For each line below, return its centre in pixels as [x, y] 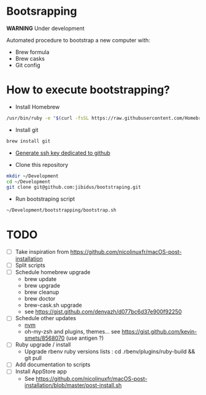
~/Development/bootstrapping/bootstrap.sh [61, 210]
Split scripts [30, 266]
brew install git [29, 141]
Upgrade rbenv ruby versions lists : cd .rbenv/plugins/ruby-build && [110, 351]
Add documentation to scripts [53, 365]
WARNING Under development [45, 28]
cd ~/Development [29, 182]
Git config [28, 65]
